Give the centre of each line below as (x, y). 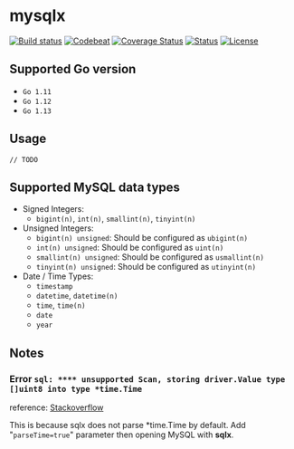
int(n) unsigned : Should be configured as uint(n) (130, 248)
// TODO (24, 159)
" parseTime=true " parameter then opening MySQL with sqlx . (122, 435)
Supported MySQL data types (95, 187)
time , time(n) (61, 305)
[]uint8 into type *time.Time (76, 389)
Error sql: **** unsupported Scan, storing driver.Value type (147, 378)
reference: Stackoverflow (57, 407)
